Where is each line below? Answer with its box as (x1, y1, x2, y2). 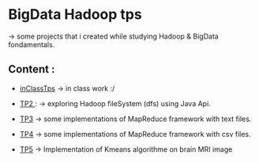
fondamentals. (8, 39, 55, 49)
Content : (8, 63, 55, 76)
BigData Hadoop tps (8, 6, 142, 24)
